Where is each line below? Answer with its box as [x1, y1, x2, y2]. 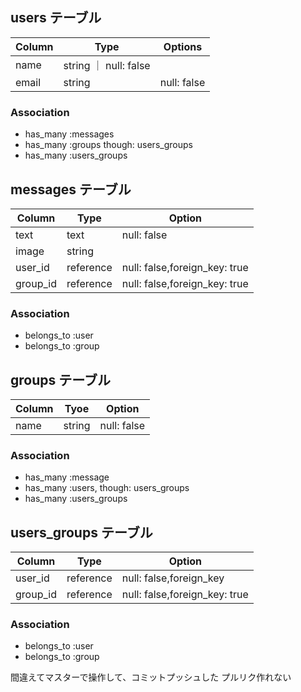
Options [163, 39, 203, 53]
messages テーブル [10, 181, 132, 198]
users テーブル [10, 9, 102, 27]
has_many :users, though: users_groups [24, 482, 190, 494]
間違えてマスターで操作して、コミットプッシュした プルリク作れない [10, 671, 292, 683]
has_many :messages [24, 128, 115, 140]
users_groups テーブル [10, 524, 153, 541]
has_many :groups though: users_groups [24, 139, 193, 151]
